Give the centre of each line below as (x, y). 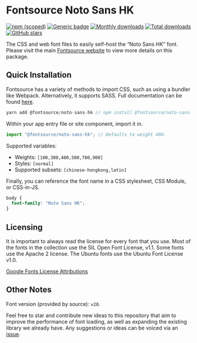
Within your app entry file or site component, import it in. (74, 123)
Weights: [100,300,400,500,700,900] (59, 157)
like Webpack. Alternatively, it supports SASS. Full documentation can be (94, 95)
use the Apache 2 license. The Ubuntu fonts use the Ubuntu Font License (95, 254)
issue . (13, 334)
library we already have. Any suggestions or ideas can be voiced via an (92, 328)
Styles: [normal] (34, 163)
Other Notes (29, 290)
